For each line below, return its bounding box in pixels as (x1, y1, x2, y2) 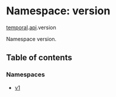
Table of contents (6, 52, 72, 63)
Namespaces (6, 70, 46, 79)
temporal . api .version (6, 24, 56, 31)
